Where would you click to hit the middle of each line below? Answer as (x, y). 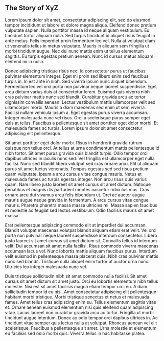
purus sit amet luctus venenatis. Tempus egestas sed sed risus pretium (77, 169)
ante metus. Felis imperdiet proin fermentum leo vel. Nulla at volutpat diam (80, 41)
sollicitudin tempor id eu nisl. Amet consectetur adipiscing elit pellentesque (81, 292)
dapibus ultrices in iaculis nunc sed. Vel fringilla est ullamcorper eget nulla (80, 158)
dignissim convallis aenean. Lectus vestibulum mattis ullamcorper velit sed (80, 102)
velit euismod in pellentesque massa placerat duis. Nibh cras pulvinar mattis (82, 256)
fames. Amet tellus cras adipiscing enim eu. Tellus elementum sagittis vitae (81, 302)
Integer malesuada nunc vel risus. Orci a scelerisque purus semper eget (78, 117)
